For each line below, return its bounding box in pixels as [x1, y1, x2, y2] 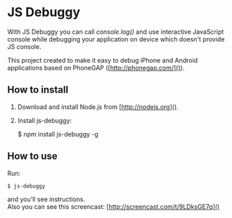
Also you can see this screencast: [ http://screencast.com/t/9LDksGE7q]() [7, 202, 220, 211]
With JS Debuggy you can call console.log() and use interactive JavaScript [7, 27, 224, 36]
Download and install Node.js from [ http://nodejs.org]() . [17, 103, 179, 111]
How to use [7, 150, 58, 162]
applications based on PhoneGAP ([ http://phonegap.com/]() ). [7, 63, 185, 72]
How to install [7, 84, 69, 96]
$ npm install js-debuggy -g [17, 129, 98, 138]
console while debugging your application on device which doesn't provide [7, 34, 225, 43]
